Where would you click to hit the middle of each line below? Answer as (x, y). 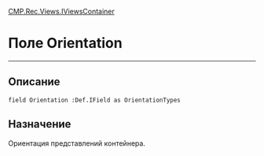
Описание (34, 82)
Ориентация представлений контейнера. (77, 143)
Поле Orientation (66, 43)
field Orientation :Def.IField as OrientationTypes (94, 100)
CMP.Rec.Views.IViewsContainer (62, 11)
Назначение (40, 124)
